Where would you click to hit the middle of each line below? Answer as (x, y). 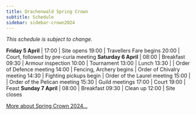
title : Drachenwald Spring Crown (47, 11)
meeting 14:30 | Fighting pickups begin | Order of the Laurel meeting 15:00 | (98, 76)
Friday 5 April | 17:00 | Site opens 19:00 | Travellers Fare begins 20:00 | (93, 51)
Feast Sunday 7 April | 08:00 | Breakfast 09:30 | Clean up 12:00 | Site (91, 88)
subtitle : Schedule (30, 17)
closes (14, 94)
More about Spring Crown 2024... (47, 106)
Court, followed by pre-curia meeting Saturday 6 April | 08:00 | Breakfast (96, 57)
